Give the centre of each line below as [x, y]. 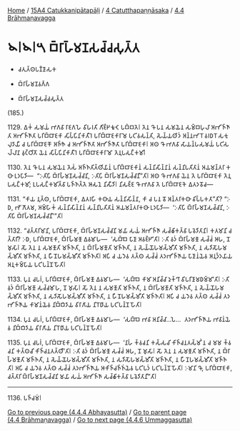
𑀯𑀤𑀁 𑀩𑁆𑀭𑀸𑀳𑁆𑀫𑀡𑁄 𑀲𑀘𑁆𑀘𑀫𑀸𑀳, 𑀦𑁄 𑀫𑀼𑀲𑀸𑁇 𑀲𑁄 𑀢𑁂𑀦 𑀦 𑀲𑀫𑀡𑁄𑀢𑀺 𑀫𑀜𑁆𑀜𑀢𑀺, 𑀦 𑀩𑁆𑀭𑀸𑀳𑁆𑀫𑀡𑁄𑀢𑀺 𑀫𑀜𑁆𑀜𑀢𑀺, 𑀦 [103, 288]
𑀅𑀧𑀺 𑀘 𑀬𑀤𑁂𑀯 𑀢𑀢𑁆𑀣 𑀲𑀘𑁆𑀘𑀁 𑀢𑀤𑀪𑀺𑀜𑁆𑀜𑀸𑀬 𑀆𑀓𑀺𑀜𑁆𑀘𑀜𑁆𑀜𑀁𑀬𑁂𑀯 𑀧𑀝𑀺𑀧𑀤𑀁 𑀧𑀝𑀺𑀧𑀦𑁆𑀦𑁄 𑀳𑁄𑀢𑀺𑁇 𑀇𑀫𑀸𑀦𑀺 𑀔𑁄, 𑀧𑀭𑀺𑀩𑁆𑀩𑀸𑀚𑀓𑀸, [124, 367]
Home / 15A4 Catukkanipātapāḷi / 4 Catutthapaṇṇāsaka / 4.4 [96, 10]
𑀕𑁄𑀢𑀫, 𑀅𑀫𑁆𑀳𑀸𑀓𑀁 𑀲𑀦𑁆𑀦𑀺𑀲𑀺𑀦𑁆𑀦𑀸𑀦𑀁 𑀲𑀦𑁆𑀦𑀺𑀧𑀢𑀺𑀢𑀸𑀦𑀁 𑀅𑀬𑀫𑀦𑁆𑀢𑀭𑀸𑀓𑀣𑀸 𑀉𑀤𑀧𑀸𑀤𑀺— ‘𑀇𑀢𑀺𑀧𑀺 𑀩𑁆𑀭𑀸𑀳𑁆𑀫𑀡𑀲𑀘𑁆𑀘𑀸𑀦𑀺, [123, 207]
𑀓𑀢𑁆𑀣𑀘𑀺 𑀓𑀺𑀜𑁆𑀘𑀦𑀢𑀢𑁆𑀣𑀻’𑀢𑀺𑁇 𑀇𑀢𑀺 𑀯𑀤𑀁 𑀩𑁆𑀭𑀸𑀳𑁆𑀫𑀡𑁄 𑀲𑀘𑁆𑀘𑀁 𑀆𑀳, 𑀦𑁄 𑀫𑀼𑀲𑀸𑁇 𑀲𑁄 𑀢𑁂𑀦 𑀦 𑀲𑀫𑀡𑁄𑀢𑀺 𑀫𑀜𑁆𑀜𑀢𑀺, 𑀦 [119, 351]
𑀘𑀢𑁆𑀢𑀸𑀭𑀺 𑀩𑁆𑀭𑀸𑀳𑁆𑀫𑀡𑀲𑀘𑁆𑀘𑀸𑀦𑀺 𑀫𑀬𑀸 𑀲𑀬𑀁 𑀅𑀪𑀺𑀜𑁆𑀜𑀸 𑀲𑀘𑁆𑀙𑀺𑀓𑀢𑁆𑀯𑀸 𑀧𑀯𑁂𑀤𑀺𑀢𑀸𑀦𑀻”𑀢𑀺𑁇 [82, 376]
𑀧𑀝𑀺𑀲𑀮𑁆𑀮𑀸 [222, 144]
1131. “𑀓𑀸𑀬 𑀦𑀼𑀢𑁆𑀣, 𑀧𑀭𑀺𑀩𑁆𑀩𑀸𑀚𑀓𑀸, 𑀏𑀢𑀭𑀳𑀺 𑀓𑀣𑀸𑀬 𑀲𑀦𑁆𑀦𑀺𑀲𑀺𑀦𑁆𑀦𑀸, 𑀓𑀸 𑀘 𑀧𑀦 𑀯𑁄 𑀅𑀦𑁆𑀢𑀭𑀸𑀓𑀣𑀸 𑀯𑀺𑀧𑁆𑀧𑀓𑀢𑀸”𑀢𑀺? [115, 198]
